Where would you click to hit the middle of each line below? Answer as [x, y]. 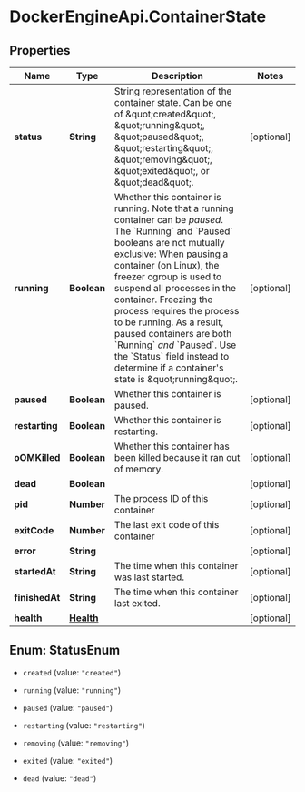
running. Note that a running [174, 208]
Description [177, 76]
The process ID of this [161, 498]
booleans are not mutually [169, 243]
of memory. [139, 469]
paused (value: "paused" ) [68, 707]
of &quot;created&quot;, [165, 114]
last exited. [137, 603]
